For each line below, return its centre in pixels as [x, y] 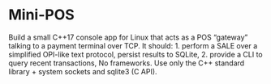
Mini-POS [41, 15]
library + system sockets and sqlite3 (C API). [83, 71]
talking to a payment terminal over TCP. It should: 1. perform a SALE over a [133, 45]
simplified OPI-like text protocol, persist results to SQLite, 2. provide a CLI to [135, 54]
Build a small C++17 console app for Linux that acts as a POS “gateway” [128, 37]
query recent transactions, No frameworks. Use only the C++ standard [127, 63]
